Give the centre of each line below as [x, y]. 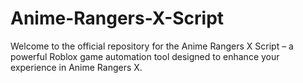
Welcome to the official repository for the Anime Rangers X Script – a [152, 46]
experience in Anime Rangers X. [76, 67]
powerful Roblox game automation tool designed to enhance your [145, 56]
